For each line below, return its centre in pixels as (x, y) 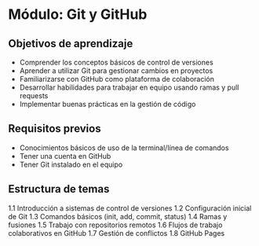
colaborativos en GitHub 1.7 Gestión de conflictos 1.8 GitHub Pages (117, 233)
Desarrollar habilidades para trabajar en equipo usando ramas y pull (129, 87)
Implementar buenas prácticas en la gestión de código (108, 104)
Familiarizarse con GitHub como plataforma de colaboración (117, 79)
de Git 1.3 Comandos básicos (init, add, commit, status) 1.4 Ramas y (118, 216)
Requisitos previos (55, 129)
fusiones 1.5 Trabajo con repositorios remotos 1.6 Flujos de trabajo (115, 225)
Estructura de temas (59, 189)
